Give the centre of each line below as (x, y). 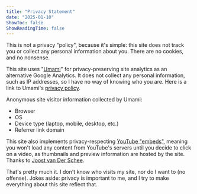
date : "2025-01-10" (30, 17)
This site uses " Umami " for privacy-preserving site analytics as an (87, 69)
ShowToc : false (25, 23)
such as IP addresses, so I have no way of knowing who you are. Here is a (96, 82)
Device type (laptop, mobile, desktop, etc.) (67, 124)
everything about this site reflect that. (52, 185)
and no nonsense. (28, 58)
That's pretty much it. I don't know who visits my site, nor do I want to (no (96, 172)
